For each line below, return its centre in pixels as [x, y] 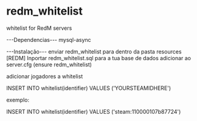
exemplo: [18, 100]
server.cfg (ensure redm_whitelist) [49, 64]
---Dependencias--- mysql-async [49, 40]
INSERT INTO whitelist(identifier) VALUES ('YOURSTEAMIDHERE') [89, 88]
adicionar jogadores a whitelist [45, 76]
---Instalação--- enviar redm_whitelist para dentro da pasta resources [94, 51]
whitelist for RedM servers [39, 28]
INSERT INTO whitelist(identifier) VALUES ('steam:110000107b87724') [94, 111]
